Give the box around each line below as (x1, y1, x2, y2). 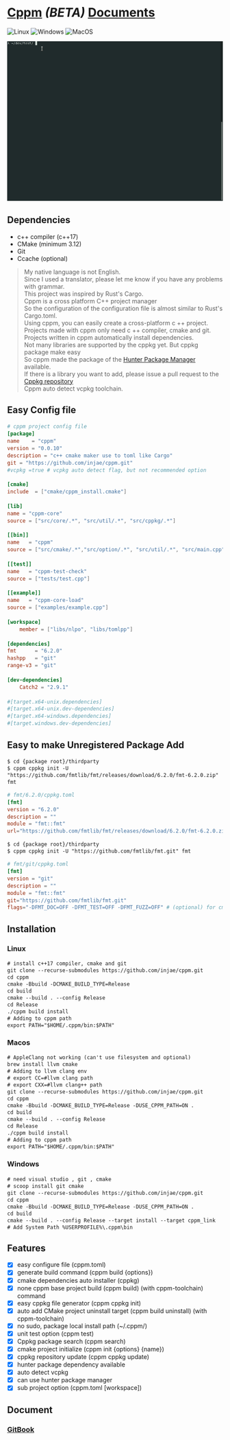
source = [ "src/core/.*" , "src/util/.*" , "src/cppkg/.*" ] (7, 517, 176, 524)
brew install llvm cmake (7, 1061, 78, 1068)
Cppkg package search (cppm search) (16, 1337, 126, 1345)
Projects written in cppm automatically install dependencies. (23, 333, 194, 341)
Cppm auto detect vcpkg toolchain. (23, 384, 123, 393)
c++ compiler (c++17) (16, 232, 79, 241)
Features (7, 1242, 46, 1254)
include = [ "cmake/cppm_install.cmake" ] (7, 489, 127, 496)
